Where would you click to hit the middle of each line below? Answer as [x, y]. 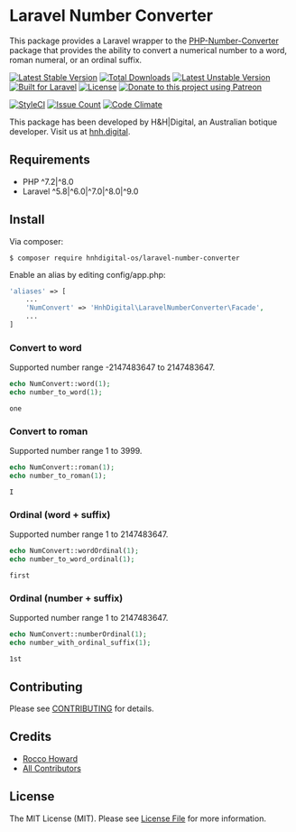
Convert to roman [49, 431]
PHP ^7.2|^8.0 [48, 181]
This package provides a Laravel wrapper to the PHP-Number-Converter [144, 41]
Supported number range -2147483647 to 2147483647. [112, 367]
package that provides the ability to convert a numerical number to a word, [148, 50]
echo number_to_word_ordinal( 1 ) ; [72, 559]
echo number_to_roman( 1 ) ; [58, 476]
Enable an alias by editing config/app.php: [88, 274]
